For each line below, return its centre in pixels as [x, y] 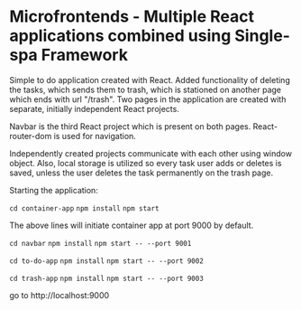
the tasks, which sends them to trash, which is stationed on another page [146, 89]
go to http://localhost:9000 [59, 295]
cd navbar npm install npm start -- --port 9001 [100, 243]
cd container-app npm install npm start [84, 208]
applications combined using [120, 36]
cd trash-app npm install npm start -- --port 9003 [107, 278]
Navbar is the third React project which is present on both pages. [130, 126]
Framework [85, 55]
